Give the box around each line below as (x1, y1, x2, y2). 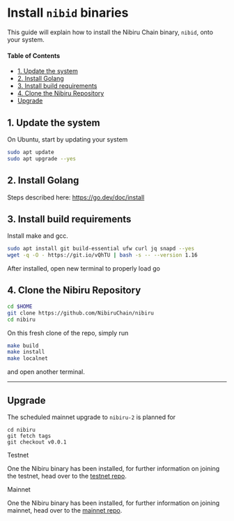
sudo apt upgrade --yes (7, 155, 77, 162)
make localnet (7, 355, 49, 362)
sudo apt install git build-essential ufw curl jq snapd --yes (7, 246, 195, 252)
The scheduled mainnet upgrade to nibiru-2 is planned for (7, 413, 176, 421)
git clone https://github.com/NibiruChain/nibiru (7, 309, 155, 317)
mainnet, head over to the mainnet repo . (7, 506, 123, 514)
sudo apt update (7, 149, 54, 156)
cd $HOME (7, 303, 33, 310)
